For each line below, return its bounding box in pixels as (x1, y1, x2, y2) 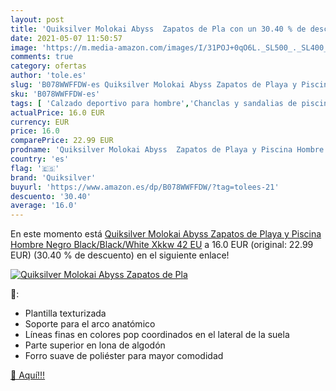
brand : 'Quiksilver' (10, 172, 97, 183)
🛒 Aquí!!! (10, 369, 46, 381)
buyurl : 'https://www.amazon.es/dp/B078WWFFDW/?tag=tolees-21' (10, 182, 280, 192)
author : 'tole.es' (10, 71, 87, 81)
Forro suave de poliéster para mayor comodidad (24, 350, 224, 362)
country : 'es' (10, 154, 70, 164)
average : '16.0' (10, 201, 78, 211)
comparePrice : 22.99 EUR (10, 136, 114, 146)
